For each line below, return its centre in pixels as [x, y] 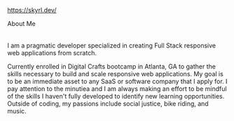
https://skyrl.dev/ [32, 10]
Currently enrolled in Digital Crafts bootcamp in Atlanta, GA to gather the [111, 66]
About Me [22, 23]
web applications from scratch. [52, 52]
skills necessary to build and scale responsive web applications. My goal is [116, 73]
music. [17, 111]
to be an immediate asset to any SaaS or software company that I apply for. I [117, 81]
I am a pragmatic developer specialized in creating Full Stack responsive [112, 45]
